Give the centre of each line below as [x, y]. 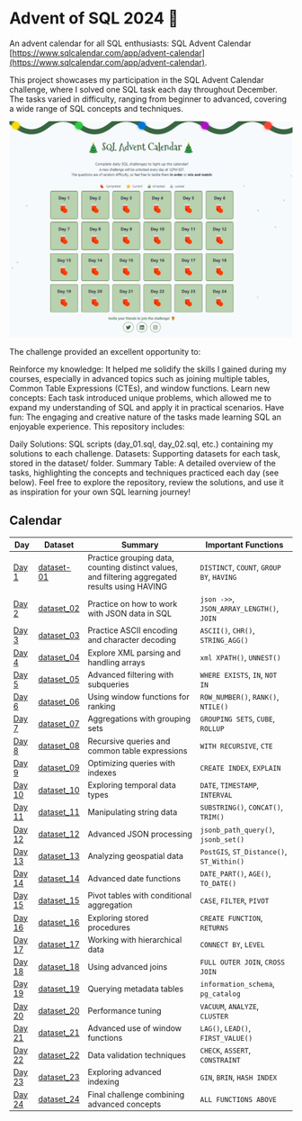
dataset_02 [59, 609]
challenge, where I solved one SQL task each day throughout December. [144, 89]
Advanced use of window [135, 1028]
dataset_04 [59, 657]
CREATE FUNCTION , [231, 918]
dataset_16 [59, 923]
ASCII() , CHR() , [227, 630]
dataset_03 [59, 635]
